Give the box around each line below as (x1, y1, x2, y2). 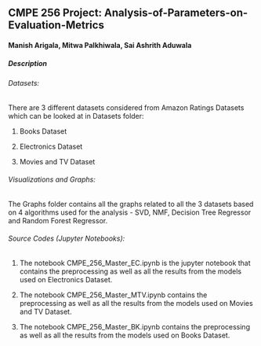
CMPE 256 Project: (8, 6, 103, 20)
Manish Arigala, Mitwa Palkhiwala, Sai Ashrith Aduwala (8, 40, 192, 50)
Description (8, 58, 48, 68)
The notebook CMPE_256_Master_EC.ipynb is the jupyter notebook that (19, 258, 251, 267)
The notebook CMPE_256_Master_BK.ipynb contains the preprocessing (19, 322, 251, 331)
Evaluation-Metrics (8, 19, 104, 32)
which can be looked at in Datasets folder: (8, 111, 144, 120)
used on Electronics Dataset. (19, 274, 113, 284)
